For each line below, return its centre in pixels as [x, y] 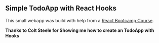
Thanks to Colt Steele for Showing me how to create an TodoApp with [80, 30]
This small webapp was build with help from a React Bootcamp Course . [80, 20]
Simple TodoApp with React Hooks [61, 8]
